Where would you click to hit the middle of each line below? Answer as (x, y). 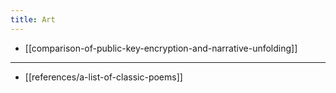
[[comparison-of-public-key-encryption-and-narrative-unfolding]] (161, 48)
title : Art (33, 19)
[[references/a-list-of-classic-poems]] (103, 77)
